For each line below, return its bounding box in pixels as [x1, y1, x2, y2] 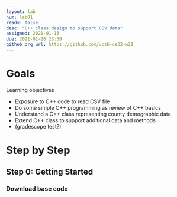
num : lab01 [6, 14, 33, 20]
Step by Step [6, 144, 70, 157]
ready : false [6, 19, 38, 25]
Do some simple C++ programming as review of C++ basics [14, 104, 162, 111]
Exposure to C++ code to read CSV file [14, 98, 110, 105]
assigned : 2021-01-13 [6, 31, 60, 37]
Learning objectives [6, 86, 54, 93]
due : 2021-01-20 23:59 [6, 36, 62, 42]
